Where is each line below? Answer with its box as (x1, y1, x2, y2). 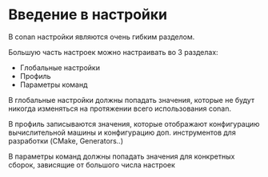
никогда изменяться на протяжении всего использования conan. (8, 104, 232, 113)
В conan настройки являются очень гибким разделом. (8, 32, 195, 41)
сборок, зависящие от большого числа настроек (8, 159, 176, 169)
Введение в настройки (8, 6, 168, 24)
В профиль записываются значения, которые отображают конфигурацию (8, 119, 260, 128)
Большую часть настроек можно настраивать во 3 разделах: (8, 47, 218, 57)
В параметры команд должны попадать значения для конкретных (8, 151, 235, 161)
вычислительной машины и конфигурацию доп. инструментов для (8, 128, 236, 137)
